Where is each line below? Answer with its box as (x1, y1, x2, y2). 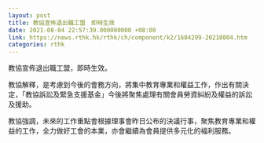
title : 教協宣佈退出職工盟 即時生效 (8, 19, 115, 27)
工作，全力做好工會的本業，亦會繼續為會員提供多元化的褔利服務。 (21, 126, 236, 136)
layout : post (8, 11, 51, 20)
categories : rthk (8, 41, 65, 49)
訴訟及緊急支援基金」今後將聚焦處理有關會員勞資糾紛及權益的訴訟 (38, 90, 253, 99)
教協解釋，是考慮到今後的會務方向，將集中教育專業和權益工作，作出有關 (8, 80, 242, 90)
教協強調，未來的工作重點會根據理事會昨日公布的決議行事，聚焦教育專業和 (8, 116, 249, 126)
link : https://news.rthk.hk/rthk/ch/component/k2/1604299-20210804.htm (8, 33, 247, 42)
